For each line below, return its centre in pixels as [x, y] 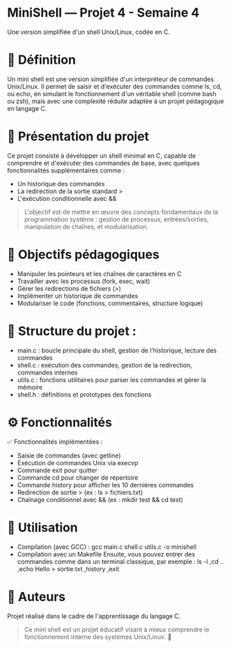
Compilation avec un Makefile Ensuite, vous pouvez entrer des [106, 554]
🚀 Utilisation [43, 527]
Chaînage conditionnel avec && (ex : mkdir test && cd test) [100, 499]
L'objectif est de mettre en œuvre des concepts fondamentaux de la [121, 212]
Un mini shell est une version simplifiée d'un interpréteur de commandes [111, 79]
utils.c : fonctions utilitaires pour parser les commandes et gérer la [111, 379]
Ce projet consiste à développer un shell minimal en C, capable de [101, 155]
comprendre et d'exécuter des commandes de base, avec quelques [104, 163]
